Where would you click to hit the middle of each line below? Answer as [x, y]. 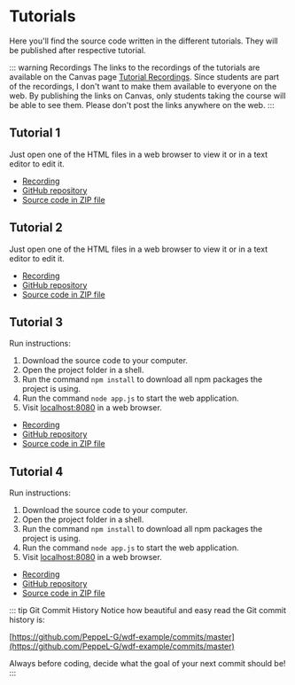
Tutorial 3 [36, 322]
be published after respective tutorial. [78, 50]
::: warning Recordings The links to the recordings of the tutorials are [135, 67]
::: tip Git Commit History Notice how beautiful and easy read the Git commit [147, 611]
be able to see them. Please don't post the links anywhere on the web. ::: [142, 105]
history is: [27, 620]
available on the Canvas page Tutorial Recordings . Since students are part [144, 76]
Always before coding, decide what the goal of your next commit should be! [147, 664]
